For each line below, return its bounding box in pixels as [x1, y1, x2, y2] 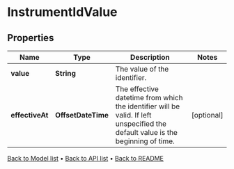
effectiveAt [10, 111, 49, 120]
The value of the [115, 64, 169, 74]
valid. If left [115, 111, 152, 120]
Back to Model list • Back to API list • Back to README [7, 154, 164, 162]
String [55, 69, 77, 78]
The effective [115, 84, 159, 94]
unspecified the [115, 119, 167, 129]
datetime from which [115, 93, 183, 102]
